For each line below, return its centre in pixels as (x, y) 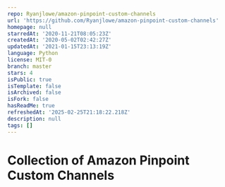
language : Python (33, 54)
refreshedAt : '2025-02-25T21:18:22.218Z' (69, 112)
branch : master (30, 66)
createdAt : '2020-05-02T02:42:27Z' (60, 40)
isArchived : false (34, 92)
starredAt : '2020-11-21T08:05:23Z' (60, 34)
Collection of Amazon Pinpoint (98, 160)
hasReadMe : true (31, 106)
